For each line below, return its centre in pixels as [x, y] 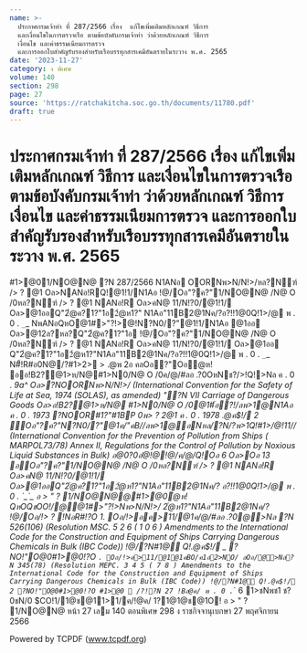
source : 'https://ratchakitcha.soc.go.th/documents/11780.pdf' [132, 103]
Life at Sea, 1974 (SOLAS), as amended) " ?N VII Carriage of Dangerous [149, 395]
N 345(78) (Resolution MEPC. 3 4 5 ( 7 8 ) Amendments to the [130, 566]
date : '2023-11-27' [47, 60]
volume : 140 [32, 78]
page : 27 [26, 94]
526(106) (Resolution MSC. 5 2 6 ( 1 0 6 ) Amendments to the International [149, 527]
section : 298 [34, 86]
